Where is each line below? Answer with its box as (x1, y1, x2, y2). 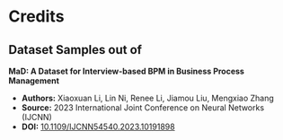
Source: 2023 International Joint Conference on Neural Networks (21, 102, 265, 113)
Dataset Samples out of (8, 42, 143, 57)
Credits (8, 6, 65, 27)
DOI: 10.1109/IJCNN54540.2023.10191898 (21, 121, 176, 132)
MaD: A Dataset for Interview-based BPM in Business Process (8, 66, 244, 76)
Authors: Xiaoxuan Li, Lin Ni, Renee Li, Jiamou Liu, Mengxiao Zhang (21, 92, 275, 103)
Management (8, 75, 60, 86)
